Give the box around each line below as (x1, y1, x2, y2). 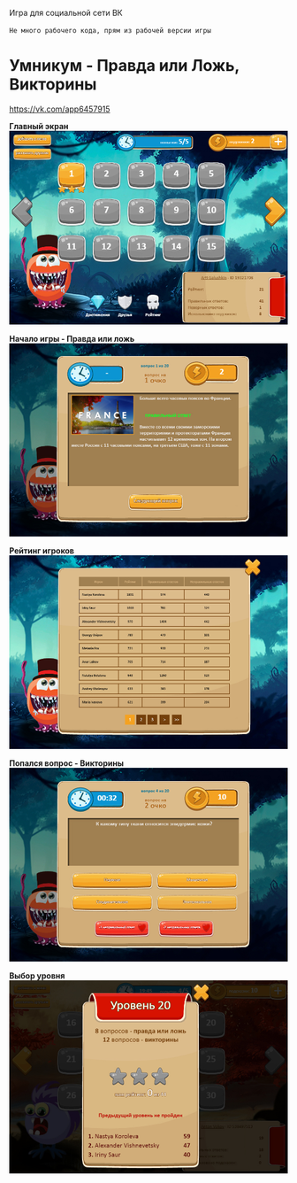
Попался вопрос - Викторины (9, 757, 124, 769)
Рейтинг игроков (9, 545, 75, 556)
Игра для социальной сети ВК (9, 8, 124, 18)
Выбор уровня (9, 970, 65, 981)
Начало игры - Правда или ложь (9, 333, 135, 344)
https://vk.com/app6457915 (9, 104, 110, 114)
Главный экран (9, 120, 69, 131)
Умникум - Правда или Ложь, (9, 56, 240, 76)
